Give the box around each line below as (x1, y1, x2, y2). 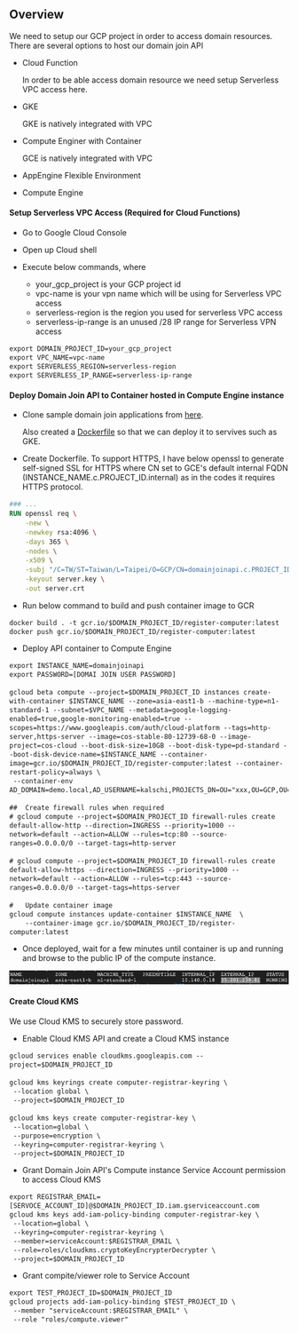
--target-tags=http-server (76, 838, 176, 847)
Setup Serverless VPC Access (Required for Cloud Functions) (9, 208, 241, 218)
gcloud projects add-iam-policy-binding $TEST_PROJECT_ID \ (9, 1297, 237, 1306)
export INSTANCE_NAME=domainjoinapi (9, 661, 145, 670)
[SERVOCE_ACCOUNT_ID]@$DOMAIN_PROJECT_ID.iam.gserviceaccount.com (9, 1202, 260, 1210)
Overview (9, 7, 65, 22)
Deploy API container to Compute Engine (21, 643, 172, 654)
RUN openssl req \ (9, 510, 77, 519)
